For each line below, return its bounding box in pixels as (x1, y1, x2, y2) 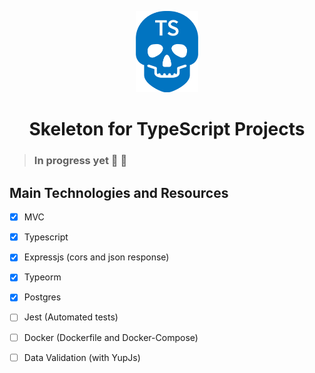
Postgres (23, 291, 62, 303)
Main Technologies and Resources (9, 184, 229, 201)
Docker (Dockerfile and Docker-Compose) (23, 331, 199, 343)
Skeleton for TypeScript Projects (28, 118, 306, 141)
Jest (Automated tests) (23, 311, 119, 323)
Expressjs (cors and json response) (23, 251, 170, 263)
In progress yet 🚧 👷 (33, 154, 128, 168)
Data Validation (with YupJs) (23, 351, 141, 363)
